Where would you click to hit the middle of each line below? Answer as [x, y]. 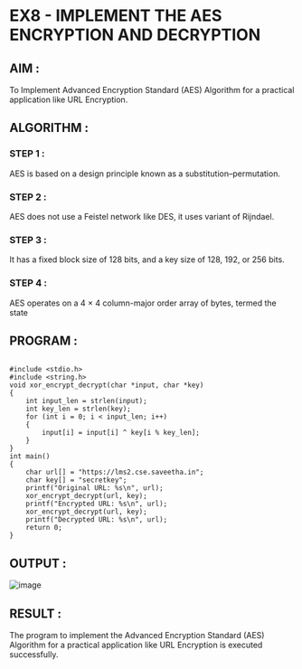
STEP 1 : [27, 154]
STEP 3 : [28, 240]
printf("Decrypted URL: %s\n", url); [97, 520]
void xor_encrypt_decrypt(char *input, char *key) [107, 385]
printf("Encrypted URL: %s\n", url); [97, 504]
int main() [30, 457]
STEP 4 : [28, 283]
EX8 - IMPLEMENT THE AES [116, 16]
